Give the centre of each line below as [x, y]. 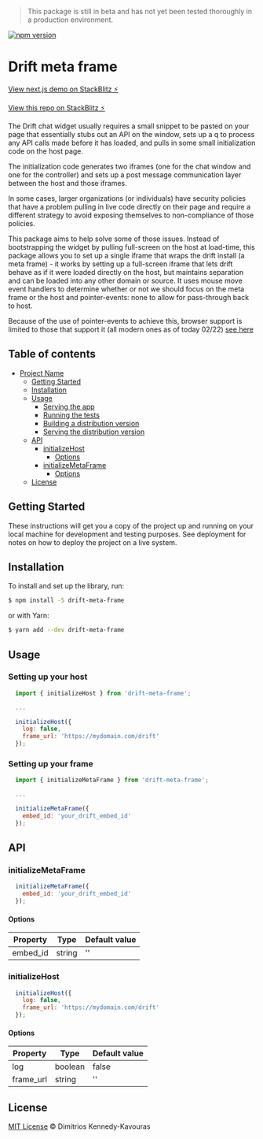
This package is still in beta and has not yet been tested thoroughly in [140, 11]
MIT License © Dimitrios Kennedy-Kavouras [79, 1126]
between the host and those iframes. [68, 183]
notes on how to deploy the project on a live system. [93, 542]
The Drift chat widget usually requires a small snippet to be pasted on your [129, 126]
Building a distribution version [91, 423]
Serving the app [69, 406]
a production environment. [70, 20]
